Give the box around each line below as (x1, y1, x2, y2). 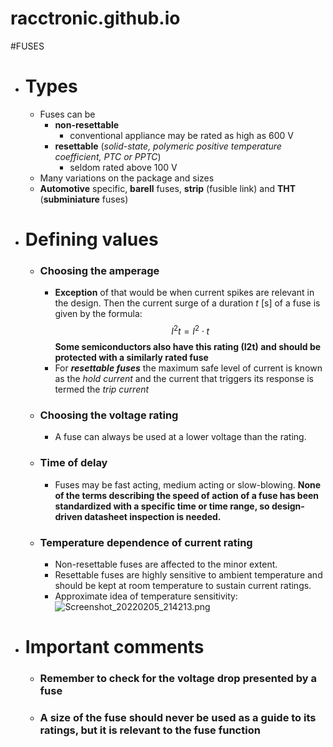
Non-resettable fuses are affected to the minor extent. (54, 558, 278, 570)
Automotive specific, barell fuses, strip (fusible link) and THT (39, 182, 297, 194)
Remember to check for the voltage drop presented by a (39, 672, 317, 686)
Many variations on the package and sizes (39, 172, 215, 184)
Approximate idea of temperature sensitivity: (54, 590, 238, 602)
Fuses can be (39, 108, 96, 120)
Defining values (24, 228, 159, 251)
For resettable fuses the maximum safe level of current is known (54, 362, 323, 374)
